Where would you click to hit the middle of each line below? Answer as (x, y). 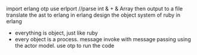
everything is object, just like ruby (56, 33)
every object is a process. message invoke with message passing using (103, 39)
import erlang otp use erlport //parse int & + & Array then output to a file (95, 9)
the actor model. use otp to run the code (64, 45)
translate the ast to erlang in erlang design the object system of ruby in (93, 15)
